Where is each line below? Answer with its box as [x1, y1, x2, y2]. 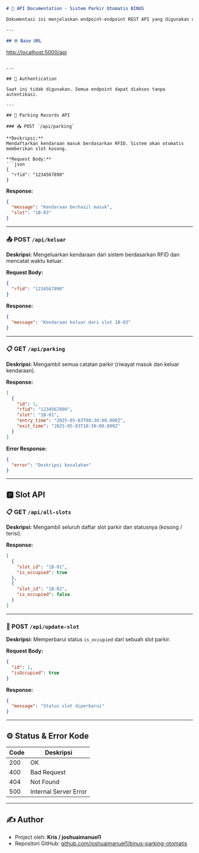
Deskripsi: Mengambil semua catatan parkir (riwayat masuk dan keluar [6, 360, 179, 368]
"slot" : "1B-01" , [17, 412, 60, 418]
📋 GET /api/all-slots [6, 507, 72, 516]
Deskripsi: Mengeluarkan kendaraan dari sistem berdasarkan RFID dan [6, 251, 179, 258]
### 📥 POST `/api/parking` [6, 123, 75, 129]
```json [6, 161, 25, 167]
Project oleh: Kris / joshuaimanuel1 [14, 833, 102, 841]
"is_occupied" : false [17, 592, 70, 598]
